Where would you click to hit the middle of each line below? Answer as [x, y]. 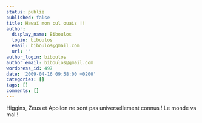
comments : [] [23, 91]
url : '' [22, 52]
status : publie [25, 12]
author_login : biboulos [36, 57]
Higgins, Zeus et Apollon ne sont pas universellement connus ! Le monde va [101, 108]
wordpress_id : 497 [29, 68]
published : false [28, 18]
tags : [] [17, 85]
